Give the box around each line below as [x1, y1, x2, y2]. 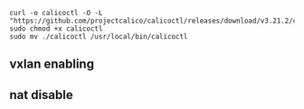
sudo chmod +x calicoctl [9, 24, 103, 33]
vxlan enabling [9, 57, 95, 72]
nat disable [9, 86, 74, 103]
